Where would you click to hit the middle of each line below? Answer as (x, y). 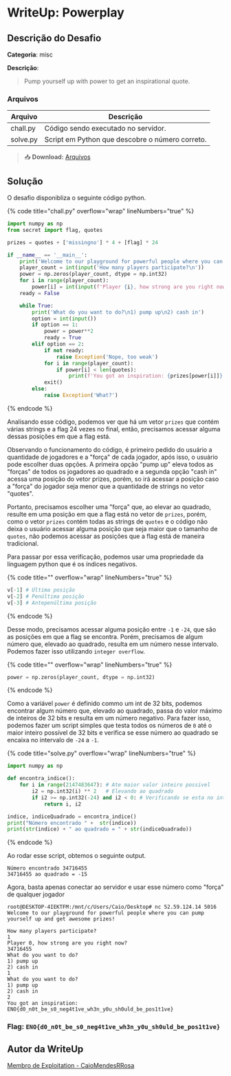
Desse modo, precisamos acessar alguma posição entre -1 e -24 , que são (112, 629)
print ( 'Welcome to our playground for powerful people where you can (121, 261)
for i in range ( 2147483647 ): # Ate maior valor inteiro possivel (115, 785)
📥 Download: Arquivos (57, 157)
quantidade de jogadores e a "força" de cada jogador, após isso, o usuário (113, 457)
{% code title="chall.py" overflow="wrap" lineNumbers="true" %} (101, 211)
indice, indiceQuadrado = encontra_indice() (72, 817)
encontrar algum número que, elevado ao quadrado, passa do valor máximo (114, 711)
